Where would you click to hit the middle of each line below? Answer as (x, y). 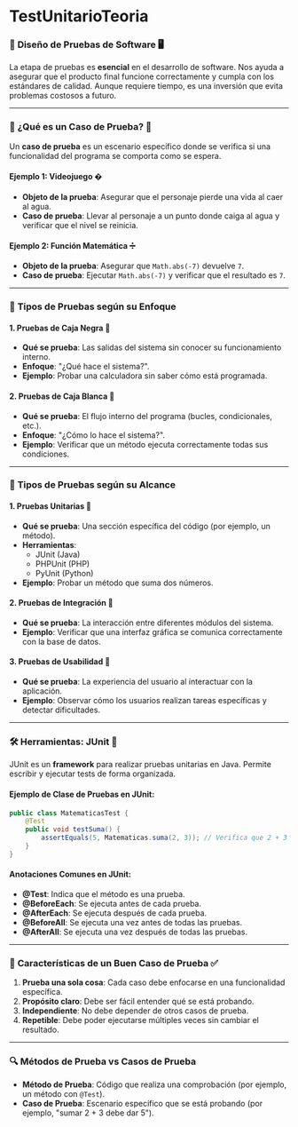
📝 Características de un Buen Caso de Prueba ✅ (114, 963)
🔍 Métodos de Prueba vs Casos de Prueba (103, 1061)
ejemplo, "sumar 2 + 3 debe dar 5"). (88, 1113)
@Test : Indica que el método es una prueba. (103, 894)
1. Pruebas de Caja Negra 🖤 (60, 328)
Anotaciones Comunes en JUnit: (70, 874)
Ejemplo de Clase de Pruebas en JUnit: (82, 794)
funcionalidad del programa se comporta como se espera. (115, 155)
